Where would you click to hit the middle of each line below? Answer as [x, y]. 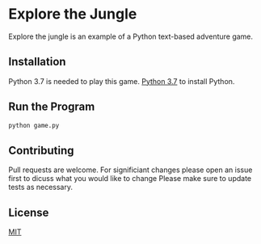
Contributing [41, 150]
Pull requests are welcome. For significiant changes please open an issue [130, 170]
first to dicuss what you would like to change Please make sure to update [130, 179]
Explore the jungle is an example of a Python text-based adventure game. [130, 36]
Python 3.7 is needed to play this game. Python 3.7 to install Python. [122, 81]
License [29, 212]
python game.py [34, 125]
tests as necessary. [40, 187]
